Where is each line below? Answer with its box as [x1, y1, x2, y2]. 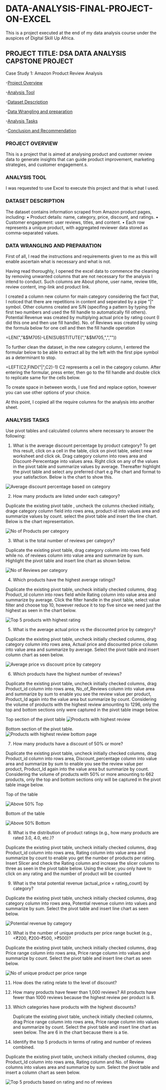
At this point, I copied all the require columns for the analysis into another [5, 399, 155, 405]
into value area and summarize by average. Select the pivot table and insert [5, 646, 160, 652]
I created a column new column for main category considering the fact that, [5, 293, 160, 299]
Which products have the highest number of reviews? [12, 671, 122, 677]
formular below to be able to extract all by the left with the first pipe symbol [5, 349, 159, 355]
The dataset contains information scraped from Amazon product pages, [5, 208, 152, 215]
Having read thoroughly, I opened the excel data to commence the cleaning [5, 268, 159, 274]
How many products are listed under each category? [12, 493, 120, 499]
